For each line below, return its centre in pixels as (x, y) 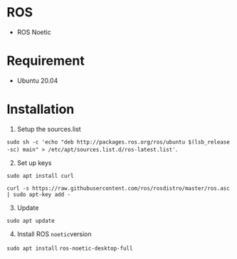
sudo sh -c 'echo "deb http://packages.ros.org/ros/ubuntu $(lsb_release (118, 142)
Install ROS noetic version (54, 234)
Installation (41, 109)
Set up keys (34, 163)
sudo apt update (31, 221)
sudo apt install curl (40, 176)
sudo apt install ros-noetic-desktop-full (70, 248)
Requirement (46, 61)
